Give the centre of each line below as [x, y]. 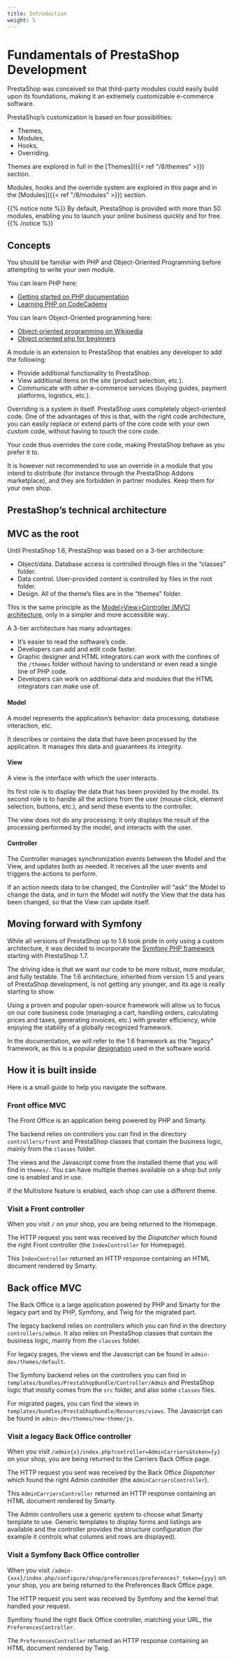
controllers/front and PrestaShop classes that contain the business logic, [115, 1141]
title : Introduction [37, 14]
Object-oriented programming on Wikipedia [80, 331]
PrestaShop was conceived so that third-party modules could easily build [113, 89]
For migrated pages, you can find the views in [73, 1404]
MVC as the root [43, 534]
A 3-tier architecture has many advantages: [70, 628]
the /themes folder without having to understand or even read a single [117, 664]
